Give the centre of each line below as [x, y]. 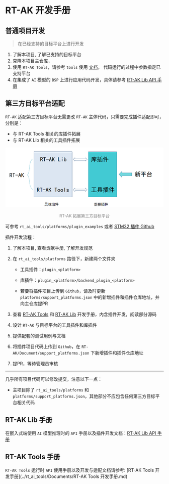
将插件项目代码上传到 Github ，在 [46, 346]
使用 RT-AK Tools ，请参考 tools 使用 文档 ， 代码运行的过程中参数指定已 [87, 67]
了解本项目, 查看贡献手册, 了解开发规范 [53, 248]
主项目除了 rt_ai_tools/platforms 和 [51, 389]
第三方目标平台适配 [35, 103]
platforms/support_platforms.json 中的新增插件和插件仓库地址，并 [90, 297]
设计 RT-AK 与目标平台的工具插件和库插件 [55, 325]
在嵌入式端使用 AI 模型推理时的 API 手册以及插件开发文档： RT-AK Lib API [81, 433]
